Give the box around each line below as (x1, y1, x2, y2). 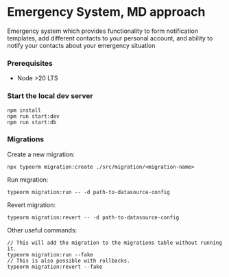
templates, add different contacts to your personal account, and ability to (7, 34, 213, 42)
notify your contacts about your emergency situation (7, 41, 156, 49)
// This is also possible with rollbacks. (7, 257, 130, 264)
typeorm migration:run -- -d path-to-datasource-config (7, 189, 170, 195)
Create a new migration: (7, 150, 75, 158)
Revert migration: (7, 200, 56, 209)
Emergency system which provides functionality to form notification (7, 27, 199, 35)
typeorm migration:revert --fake (7, 263, 103, 270)
